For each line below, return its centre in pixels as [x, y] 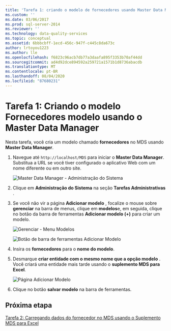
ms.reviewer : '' [22, 29]
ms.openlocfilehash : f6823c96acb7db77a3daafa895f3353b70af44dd [74, 57]
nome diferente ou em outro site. [47, 168]
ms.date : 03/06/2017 [27, 19]
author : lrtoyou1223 [27, 48]
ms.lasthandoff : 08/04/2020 [35, 76]
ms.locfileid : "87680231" [33, 81]
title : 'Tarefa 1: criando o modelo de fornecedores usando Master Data [84, 10]
